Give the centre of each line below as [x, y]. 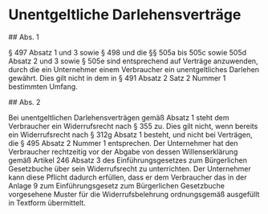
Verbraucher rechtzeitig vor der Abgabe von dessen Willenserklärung [123, 151]
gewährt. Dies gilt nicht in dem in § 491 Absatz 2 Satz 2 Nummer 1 [117, 78]
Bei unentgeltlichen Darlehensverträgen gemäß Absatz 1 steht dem [119, 117]
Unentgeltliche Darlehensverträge [125, 15]
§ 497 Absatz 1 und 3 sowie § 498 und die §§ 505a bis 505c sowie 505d [128, 52]
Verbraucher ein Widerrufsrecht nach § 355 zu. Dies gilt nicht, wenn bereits [133, 126]
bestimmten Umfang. [43, 87]
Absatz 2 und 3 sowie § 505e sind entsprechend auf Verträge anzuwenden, [133, 61]
